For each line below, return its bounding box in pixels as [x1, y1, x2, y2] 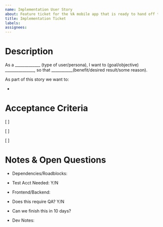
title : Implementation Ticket [5, 16, 66, 21]
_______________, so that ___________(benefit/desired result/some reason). [5, 67, 148, 73]
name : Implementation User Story [5, 7, 73, 12]
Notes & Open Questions [5, 154, 106, 166]
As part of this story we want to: [5, 76, 69, 82]
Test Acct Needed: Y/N [12, 180, 59, 185]
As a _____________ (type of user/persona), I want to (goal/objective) [5, 62, 139, 68]
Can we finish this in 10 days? [12, 208, 71, 213]
